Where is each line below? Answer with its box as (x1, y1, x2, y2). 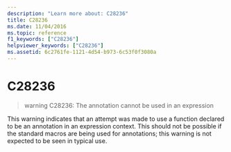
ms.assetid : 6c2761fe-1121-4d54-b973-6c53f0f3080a (7, 49, 157, 56)
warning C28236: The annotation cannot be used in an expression (24, 101, 214, 109)
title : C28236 (7, 17, 49, 23)
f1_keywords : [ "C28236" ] (7, 36, 79, 43)
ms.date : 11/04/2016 (7, 23, 67, 30)
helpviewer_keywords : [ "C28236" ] (7, 42, 104, 49)
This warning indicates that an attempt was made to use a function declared (7, 115, 225, 123)
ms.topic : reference (7, 29, 67, 37)
